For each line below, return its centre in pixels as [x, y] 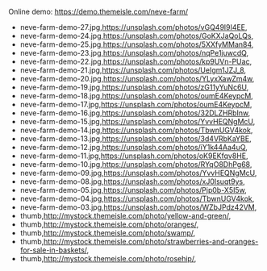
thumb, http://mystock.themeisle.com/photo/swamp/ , [108, 233]
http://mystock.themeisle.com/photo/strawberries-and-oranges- [151, 242]
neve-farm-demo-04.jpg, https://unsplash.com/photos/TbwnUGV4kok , [137, 198]
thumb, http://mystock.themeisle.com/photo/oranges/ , [109, 224]
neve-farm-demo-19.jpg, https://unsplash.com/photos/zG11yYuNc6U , [134, 87]
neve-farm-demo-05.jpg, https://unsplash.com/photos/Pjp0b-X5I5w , [133, 190]
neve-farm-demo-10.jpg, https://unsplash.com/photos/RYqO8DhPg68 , [136, 164]
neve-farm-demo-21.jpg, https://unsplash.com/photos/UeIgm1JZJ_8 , [133, 70]
